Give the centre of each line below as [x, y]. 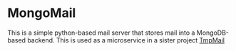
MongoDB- [213, 33]
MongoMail [42, 13]
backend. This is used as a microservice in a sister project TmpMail [126, 40]
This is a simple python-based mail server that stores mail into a [101, 33]
